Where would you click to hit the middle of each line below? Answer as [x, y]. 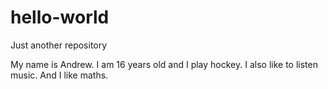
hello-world [60, 17]
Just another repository [59, 45]
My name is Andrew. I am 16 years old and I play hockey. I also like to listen [164, 64]
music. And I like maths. [59, 75]
